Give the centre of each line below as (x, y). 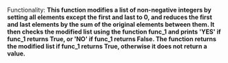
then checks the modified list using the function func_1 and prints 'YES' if (114, 32)
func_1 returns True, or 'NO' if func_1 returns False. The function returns (112, 39)
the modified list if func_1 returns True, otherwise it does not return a (107, 46)
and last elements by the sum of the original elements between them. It (111, 24)
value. (16, 53)
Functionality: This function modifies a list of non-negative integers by (110, 10)
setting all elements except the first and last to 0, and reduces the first (110, 17)
